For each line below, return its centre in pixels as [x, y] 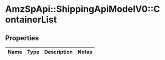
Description [58, 52]
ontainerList [31, 20]
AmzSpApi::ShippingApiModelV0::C [83, 9]
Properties [22, 38]
